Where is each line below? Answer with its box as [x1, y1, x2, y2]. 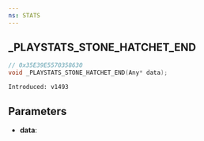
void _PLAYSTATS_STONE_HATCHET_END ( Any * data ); [8, 69, 168, 77]
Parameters [8, 104, 67, 118]
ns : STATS [8, 11, 41, 20]
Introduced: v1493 [8, 83, 69, 91]
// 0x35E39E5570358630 [8, 61, 83, 69]
